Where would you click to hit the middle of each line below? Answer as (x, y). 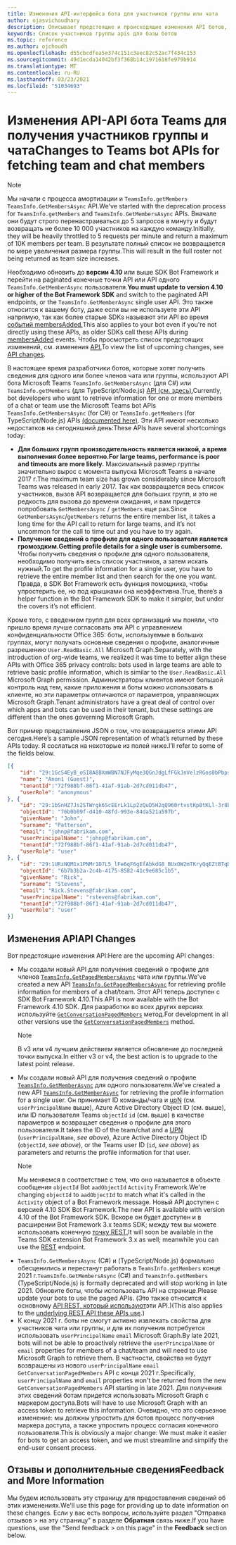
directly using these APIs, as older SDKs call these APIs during (98, 332)
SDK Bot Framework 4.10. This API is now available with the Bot (108, 999)
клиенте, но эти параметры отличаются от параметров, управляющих (113, 695)
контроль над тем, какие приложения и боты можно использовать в (110, 687)
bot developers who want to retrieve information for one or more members (115, 398)
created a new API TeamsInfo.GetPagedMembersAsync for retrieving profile (122, 984)
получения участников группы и (108, 136)
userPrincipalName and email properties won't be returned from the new (122, 1380)
